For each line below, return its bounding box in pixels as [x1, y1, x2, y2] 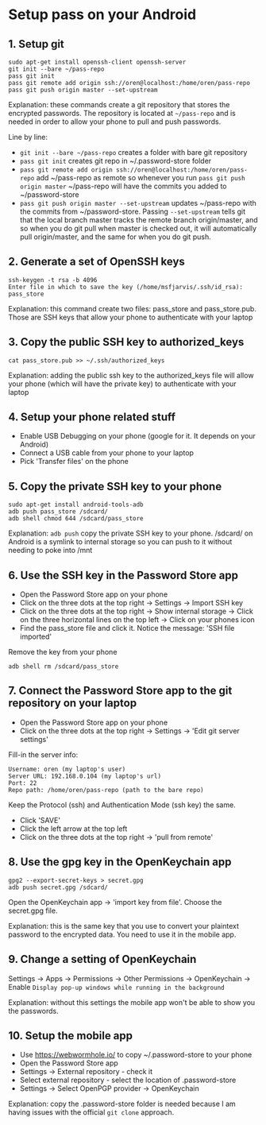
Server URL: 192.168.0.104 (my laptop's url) [8, 772, 161, 780]
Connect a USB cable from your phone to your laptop [19, 448, 195, 458]
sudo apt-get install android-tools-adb [8, 501, 145, 509]
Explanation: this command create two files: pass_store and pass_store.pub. [8, 303, 256, 313]
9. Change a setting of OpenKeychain [8, 953, 197, 966]
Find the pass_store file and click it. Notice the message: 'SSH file [19, 624, 235, 633]
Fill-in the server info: [8, 749, 79, 760]
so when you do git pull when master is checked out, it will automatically [19, 224, 256, 233]
